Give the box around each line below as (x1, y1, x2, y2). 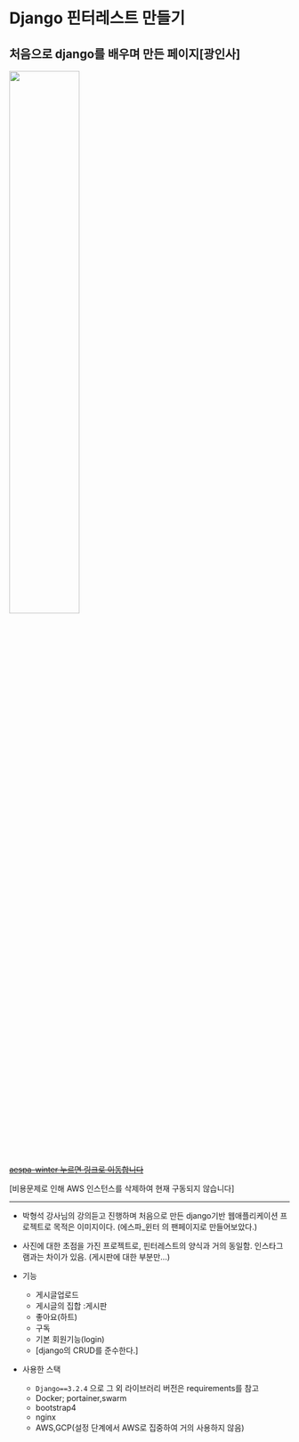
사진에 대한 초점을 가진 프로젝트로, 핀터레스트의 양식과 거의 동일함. (21, 1241, 253, 1251)
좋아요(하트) (35, 1312, 78, 1322)
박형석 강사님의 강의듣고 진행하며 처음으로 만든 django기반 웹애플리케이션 (21, 1211, 279, 1220)
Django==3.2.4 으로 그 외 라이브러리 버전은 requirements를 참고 (35, 1383, 260, 1393)
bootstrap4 (35, 1403, 77, 1413)
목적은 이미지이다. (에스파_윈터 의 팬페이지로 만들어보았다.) (53, 1221, 258, 1232)
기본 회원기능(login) (35, 1334, 105, 1344)
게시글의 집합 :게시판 (35, 1300, 108, 1311)
